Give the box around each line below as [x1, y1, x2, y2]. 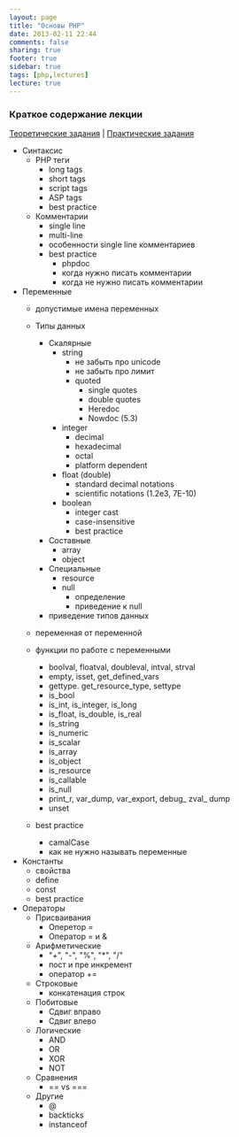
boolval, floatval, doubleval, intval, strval [48, 661, 197, 672]
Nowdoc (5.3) [88, 412, 139, 423]
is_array [48, 746, 78, 757]
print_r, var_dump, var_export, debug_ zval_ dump [48, 793, 230, 803]
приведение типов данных [48, 610, 150, 620]
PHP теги [35, 154, 70, 165]
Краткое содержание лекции [9, 108, 143, 120]
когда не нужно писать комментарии [61, 276, 204, 288]
